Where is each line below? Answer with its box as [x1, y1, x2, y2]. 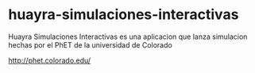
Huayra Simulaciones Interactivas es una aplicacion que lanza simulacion [8, 32, 248, 41]
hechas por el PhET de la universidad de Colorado [8, 40, 172, 49]
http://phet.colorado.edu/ [8, 56, 91, 65]
